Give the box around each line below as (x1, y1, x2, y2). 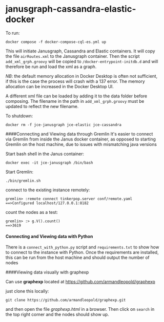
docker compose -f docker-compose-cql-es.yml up (5, 39, 106, 45)
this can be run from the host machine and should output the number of (5, 254, 150, 260)
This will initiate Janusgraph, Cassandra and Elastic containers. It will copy (5, 48, 155, 54)
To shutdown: (5, 113, 33, 118)
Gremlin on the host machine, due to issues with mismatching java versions (5, 141, 157, 147)
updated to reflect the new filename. (5, 103, 79, 109)
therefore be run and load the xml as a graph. (5, 64, 97, 69)
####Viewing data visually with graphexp (5, 269, 89, 275)
